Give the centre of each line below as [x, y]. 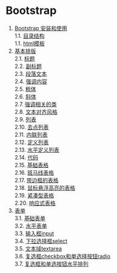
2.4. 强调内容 [31, 81]
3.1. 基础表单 [30, 218]
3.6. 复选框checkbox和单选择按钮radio [62, 256]
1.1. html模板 [29, 43]
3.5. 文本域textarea [38, 248]
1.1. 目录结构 [29, 36]
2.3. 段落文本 [31, 74]
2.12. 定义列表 [32, 142]
